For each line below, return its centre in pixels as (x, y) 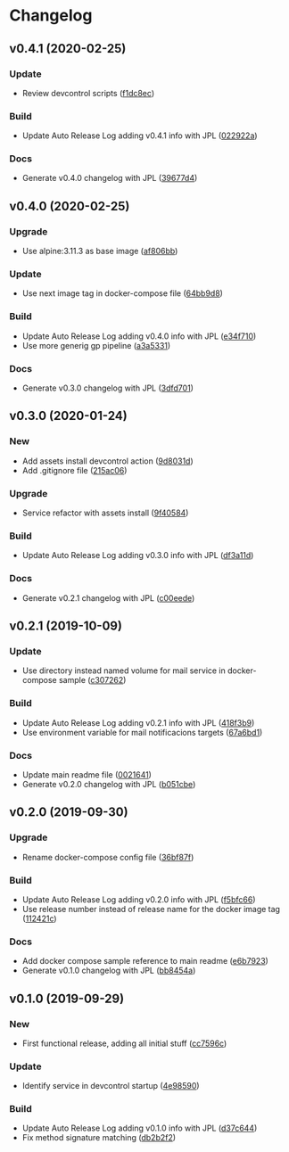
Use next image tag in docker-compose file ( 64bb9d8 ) (122, 293)
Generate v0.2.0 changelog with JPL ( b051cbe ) (109, 784)
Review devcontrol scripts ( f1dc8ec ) (88, 93)
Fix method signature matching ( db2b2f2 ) (99, 1138)
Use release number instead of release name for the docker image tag (151, 909)
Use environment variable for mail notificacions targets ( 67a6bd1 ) (142, 732)
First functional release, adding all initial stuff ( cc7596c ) (124, 1043)
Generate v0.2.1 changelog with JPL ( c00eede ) (108, 597)
